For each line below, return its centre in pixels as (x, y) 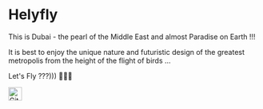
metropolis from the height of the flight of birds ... (90, 60)
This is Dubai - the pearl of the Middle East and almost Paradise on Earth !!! (132, 37)
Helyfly (33, 15)
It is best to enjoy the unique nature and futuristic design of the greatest (127, 52)
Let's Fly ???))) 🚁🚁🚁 (41, 76)
